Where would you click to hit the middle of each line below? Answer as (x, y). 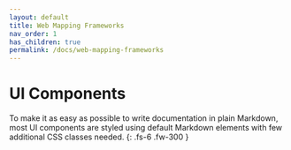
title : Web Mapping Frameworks (67, 26)
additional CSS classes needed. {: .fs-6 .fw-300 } (99, 137)
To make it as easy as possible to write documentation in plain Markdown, (144, 118)
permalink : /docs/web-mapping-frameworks (87, 50)
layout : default (39, 17)
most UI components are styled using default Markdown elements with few (146, 128)
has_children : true (45, 42)
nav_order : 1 (33, 34)
